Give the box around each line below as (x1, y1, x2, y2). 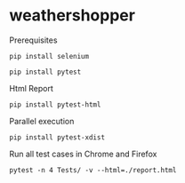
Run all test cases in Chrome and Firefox (9, 148, 157, 159)
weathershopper (9, 5, 136, 26)
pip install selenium (9, 52, 90, 60)
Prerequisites (9, 35, 58, 45)
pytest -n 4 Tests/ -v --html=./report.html (9, 165, 177, 174)
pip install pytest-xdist (9, 132, 105, 142)
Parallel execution (9, 115, 75, 126)
